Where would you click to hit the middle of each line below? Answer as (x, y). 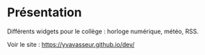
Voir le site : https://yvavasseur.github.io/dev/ (71, 44)
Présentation (44, 13)
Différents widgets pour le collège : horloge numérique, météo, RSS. (103, 31)
